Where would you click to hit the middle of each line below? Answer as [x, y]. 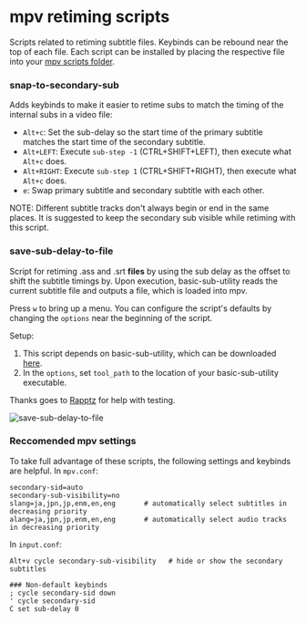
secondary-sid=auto [46, 487]
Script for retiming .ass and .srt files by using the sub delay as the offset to [150, 271]
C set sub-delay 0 [44, 608]
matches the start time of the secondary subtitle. [114, 142]
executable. [45, 382]
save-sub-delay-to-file [61, 251]
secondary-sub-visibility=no [65, 495]
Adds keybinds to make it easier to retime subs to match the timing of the [147, 105]
